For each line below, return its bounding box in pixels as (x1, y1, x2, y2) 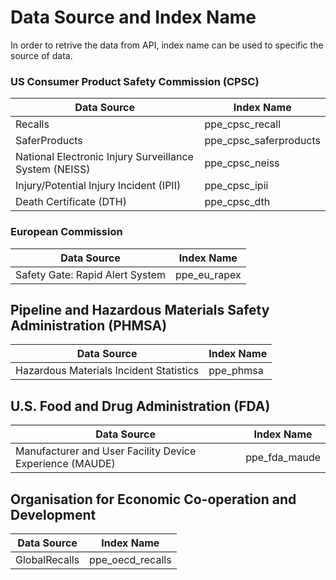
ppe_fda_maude (245, 451, 321, 465)
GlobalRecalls (15, 552, 80, 566)
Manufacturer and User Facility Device (15, 444, 197, 458)
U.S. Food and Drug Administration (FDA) (10, 397, 271, 415)
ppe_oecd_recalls (89, 552, 172, 566)
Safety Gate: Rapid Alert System (15, 267, 166, 281)
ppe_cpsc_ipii (204, 179, 269, 193)
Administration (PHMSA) (10, 317, 168, 334)
